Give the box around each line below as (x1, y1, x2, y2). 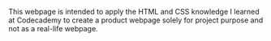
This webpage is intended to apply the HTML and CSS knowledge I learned (8, 7, 260, 16)
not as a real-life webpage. (8, 24, 99, 33)
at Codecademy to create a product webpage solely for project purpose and (8, 15, 264, 25)
